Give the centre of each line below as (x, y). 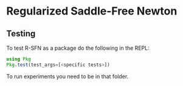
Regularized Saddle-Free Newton (92, 11)
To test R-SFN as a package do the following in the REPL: (78, 48)
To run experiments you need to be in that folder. (67, 76)
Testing (21, 34)
